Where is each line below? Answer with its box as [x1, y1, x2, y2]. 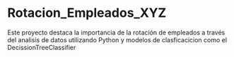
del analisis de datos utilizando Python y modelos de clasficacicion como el [7, 35, 228, 44]
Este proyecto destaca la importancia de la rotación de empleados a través [7, 28, 226, 37]
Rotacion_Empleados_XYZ [7, 5, 167, 21]
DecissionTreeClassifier [7, 43, 76, 51]
